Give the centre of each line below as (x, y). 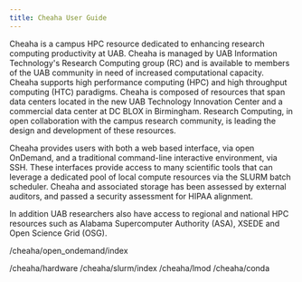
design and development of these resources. (93, 130)
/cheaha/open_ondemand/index (69, 250)
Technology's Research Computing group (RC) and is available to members (150, 63)
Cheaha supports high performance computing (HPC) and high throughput (148, 82)
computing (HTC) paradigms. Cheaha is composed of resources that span (147, 92)
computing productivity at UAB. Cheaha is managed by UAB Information (143, 53)
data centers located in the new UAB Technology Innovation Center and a (146, 102)
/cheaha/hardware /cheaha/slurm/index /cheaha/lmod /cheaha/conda (140, 267)
